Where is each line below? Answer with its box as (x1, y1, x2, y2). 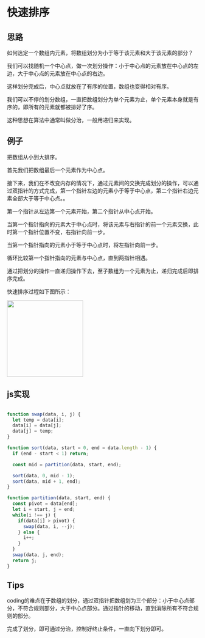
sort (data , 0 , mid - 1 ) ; (12, 472, 75, 479)
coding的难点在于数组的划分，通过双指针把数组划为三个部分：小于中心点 (7, 597, 190, 604)
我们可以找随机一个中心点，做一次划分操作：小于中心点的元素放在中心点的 (7, 62, 193, 69)
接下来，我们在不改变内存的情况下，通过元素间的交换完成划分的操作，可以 (7, 179, 193, 186)
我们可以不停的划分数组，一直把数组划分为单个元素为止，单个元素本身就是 (7, 96, 193, 103)
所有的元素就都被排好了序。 (27, 103, 98, 111)
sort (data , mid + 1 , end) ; (12, 478, 81, 485)
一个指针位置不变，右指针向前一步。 (17, 228, 108, 235)
